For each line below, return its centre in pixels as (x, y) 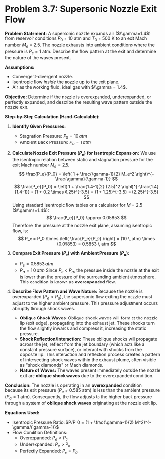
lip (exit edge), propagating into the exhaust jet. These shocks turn (87, 323)
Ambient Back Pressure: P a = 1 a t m (55, 143)
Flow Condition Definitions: (40, 433)
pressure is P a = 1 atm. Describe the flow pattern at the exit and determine (81, 52)
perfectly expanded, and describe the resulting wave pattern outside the (79, 102)
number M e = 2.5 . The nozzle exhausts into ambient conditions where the (80, 45)
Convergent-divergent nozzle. (43, 77)
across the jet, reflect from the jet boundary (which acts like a (82, 344)
